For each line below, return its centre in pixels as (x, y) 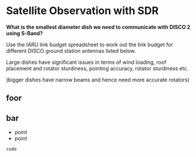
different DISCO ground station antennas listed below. (71, 50)
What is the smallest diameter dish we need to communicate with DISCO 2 (98, 27)
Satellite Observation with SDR (82, 11)
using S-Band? (24, 33)
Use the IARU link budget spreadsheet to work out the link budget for (89, 45)
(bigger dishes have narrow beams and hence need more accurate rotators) (98, 80)
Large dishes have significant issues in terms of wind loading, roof (86, 62)
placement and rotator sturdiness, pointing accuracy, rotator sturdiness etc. (97, 68)
